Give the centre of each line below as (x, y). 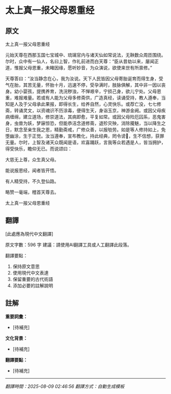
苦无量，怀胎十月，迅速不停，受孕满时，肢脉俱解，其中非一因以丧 (96, 85)
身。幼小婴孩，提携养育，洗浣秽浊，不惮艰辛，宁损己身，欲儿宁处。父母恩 (83, 91)
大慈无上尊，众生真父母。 (32, 159)
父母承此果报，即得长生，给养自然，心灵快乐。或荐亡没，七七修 (94, 104)
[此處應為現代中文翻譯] (29, 234)
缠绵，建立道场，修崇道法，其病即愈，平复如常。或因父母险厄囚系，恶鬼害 (88, 117)
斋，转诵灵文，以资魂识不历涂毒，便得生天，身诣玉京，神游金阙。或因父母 (83, 110)
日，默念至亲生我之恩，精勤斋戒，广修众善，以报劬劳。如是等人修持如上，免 (85, 130)
